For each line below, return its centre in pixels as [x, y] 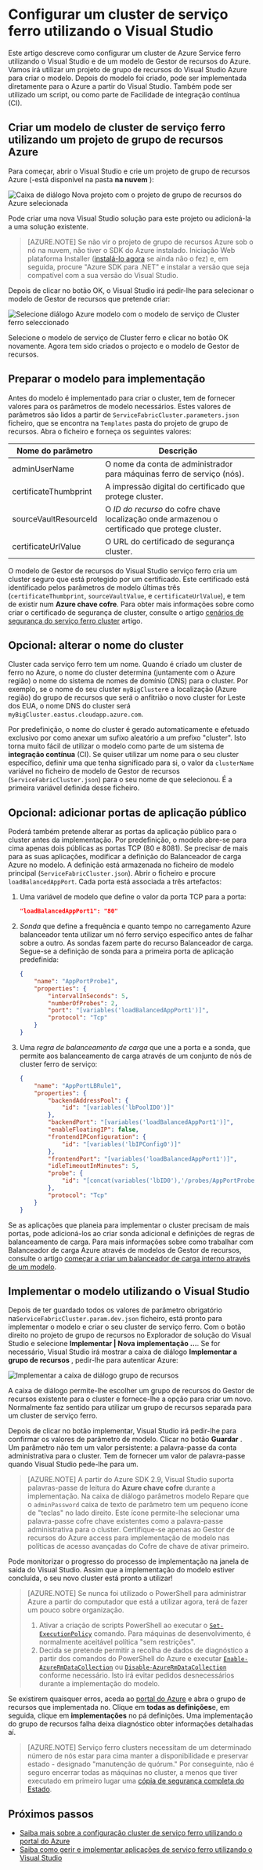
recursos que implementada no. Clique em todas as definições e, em [119, 1707]
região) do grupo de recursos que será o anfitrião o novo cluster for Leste [127, 697]
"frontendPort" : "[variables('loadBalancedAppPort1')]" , [142, 1159]
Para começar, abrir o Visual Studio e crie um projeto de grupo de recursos [129, 171]
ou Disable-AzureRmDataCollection [171, 1667]
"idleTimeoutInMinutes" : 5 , [94, 1166]
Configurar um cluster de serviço [118, 15]
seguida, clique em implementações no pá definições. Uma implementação [130, 1716]
